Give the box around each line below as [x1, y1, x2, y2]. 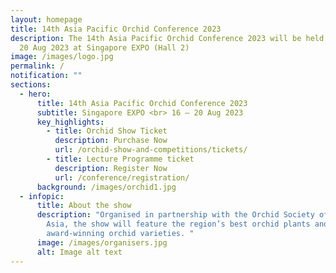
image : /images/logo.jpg [10, 52, 114, 62]
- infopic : [19, 191, 65, 201]
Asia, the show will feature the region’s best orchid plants [46, 219, 311, 230]
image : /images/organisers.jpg [36, 237, 168, 248]
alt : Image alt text [36, 247, 123, 257]
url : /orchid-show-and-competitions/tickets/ [54, 145, 248, 155]
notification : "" [10, 71, 83, 81]
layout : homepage [10, 14, 83, 25]
